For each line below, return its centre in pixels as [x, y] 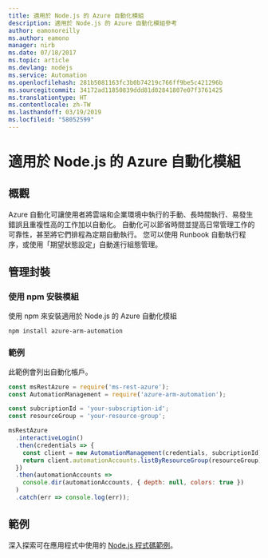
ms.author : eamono [39, 38]
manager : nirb [32, 46]
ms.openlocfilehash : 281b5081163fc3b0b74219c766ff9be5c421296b [116, 82]
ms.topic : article [39, 61]
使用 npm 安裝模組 [44, 297]
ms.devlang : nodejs [41, 68]
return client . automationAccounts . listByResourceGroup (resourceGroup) [142, 460]
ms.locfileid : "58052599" [51, 120]
